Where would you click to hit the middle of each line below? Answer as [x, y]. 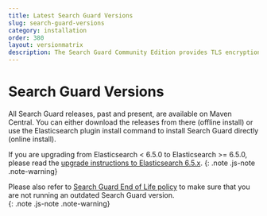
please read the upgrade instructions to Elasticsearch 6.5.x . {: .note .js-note [132, 163]
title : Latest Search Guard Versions [71, 15]
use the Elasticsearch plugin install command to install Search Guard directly [133, 130]
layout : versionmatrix [46, 45]
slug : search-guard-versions [56, 23]
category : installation [48, 30]
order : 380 [26, 38]
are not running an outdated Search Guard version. [91, 195]
